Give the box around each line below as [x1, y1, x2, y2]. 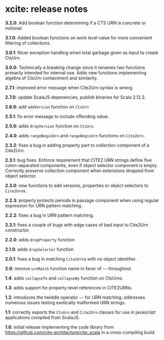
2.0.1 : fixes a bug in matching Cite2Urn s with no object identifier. [5, 256, 137, 262]
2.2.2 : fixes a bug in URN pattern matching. [5, 212, 94, 218]
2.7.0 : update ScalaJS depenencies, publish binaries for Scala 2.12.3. [5, 94, 146, 100]
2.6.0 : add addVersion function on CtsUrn [5, 104, 89, 110]
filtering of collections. [5, 40, 51, 46]
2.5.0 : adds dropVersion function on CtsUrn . [5, 123, 95, 129]
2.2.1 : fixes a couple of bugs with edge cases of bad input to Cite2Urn [5, 222, 149, 227]
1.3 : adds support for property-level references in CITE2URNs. [5, 284, 133, 290]
